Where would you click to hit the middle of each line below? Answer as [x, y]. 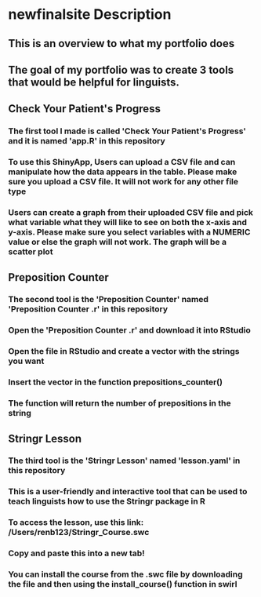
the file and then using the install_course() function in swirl [123, 584]
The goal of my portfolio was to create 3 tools [121, 69]
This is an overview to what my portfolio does [121, 44]
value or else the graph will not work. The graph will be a [118, 242]
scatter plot [31, 252]
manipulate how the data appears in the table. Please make [123, 172]
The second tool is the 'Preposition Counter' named [109, 300]
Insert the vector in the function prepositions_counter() [116, 382]
